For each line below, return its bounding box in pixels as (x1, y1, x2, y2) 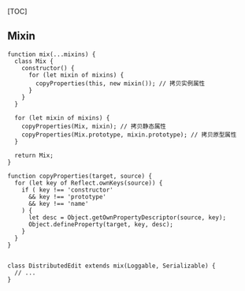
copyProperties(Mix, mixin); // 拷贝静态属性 (21, 122, 166, 130)
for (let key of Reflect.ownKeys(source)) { (14, 179, 163, 187)
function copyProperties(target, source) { (7, 172, 153, 180)
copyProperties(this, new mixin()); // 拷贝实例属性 (35, 79, 206, 88)
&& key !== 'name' (28, 200, 89, 207)
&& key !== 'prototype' (28, 192, 107, 200)
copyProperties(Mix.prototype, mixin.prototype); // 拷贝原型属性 (21, 130, 237, 139)
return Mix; (14, 151, 54, 159)
